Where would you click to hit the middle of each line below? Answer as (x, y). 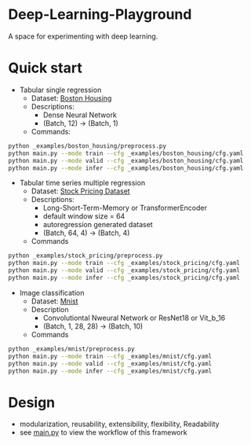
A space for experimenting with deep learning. (83, 36)
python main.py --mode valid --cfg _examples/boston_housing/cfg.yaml (126, 160)
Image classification (52, 292)
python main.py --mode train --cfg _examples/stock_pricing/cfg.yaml (124, 263)
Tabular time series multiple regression (82, 183)
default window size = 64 (84, 216)
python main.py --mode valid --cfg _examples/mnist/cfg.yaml (110, 363)
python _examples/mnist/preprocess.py (71, 349)
